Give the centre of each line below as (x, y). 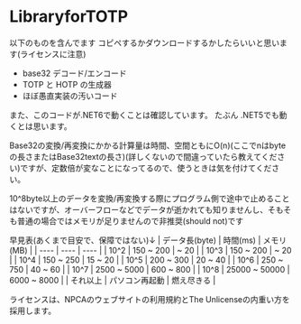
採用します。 (33, 310)
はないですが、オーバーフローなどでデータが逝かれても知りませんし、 (139, 209)
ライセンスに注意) (53, 54)
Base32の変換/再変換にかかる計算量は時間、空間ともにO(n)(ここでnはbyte (148, 145)
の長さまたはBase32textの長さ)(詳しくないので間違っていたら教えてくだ (143, 156)
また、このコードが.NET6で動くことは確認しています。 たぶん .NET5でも (144, 115)
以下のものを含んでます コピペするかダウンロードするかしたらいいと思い (145, 42)
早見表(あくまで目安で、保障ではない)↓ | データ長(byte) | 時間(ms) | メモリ (148, 240)
